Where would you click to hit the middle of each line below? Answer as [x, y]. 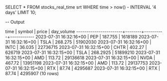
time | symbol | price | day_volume [40, 31]
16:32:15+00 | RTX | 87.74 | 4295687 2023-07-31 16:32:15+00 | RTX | [89, 68]
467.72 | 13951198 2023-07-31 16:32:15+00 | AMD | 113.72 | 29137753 [77, 63]
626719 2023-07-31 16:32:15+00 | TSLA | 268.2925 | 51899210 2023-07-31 [83, 52]
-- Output [15, 22]
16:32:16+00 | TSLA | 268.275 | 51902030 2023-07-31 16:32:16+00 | [81, 42]
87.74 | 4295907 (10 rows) [32, 73]
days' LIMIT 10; [21, 12]
